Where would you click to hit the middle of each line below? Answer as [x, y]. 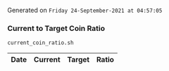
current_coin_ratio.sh [40, 43]
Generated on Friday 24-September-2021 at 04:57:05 [85, 10]
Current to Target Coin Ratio [56, 28]
